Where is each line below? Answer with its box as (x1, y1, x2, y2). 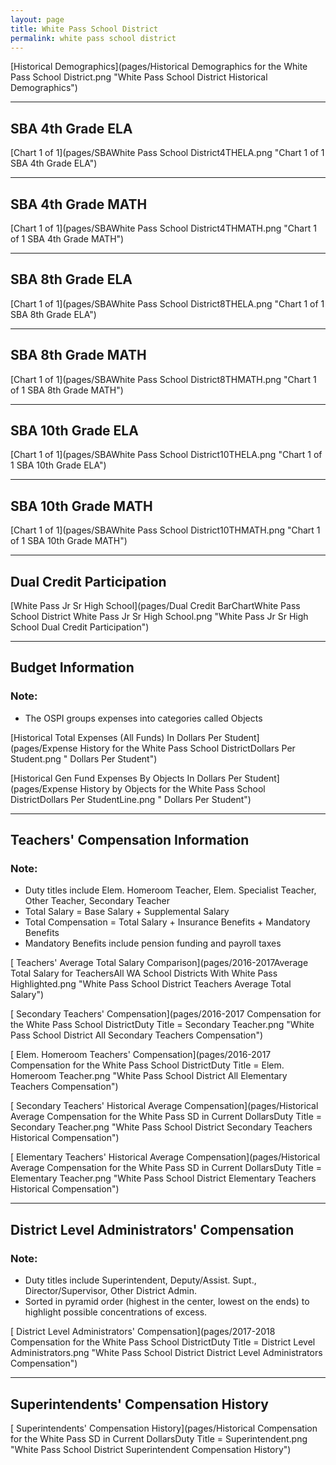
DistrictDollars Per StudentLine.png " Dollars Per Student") (10, 793, 252, 805)
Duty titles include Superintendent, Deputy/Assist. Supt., (24, 1274, 257, 1286)
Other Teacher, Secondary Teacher (24, 895, 170, 907)
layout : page (10, 14, 65, 25)
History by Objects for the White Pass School (79, 782, 266, 795)
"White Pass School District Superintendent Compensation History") (10, 1443, 292, 1455)
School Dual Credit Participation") (10, 621, 150, 633)
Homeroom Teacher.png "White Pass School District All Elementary (10, 1070, 288, 1082)
